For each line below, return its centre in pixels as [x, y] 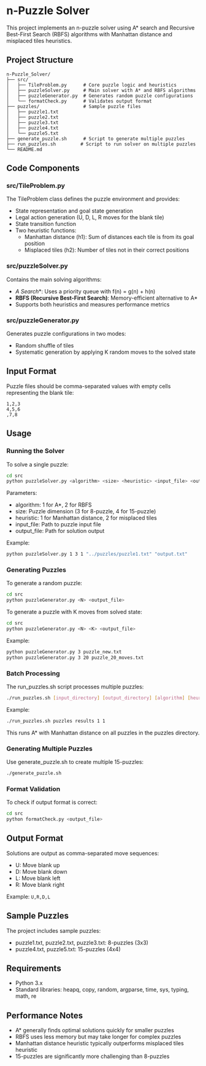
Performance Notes [45, 1015]
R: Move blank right [40, 884]
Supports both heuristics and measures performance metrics [92, 304]
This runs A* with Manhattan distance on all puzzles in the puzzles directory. [103, 733]
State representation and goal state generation [74, 211]
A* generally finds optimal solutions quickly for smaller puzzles [95, 1030]
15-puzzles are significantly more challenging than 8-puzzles [92, 1056]
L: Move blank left [38, 878]
